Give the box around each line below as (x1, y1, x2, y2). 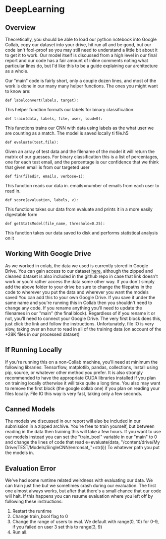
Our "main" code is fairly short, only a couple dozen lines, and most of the (5, 78, 157, 83)
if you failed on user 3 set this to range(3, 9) (12, 524, 103, 530)
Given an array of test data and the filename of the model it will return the (5, 149, 155, 154)
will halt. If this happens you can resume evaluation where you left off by (5, 493, 153, 499)
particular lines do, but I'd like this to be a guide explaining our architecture (5, 63, 158, 69)
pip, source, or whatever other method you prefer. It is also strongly (5, 369, 143, 376)
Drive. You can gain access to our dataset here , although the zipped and (5, 268, 153, 274)
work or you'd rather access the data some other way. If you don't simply (5, 278, 155, 284)
